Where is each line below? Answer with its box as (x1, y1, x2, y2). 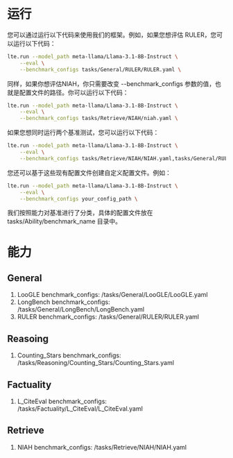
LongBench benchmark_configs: (17, 298, 110, 306)
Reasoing (7, 332, 49, 344)
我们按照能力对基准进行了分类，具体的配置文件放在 (7, 209, 153, 217)
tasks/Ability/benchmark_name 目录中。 (7, 217, 121, 226)
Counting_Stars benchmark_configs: (17, 351, 121, 359)
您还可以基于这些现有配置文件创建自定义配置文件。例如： (7, 168, 171, 177)
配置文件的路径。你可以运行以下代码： (19, 88, 129, 96)
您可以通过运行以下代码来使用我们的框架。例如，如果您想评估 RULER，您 (7, 31, 217, 39)
